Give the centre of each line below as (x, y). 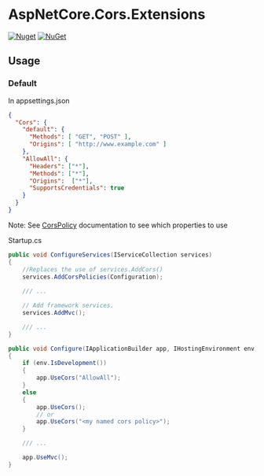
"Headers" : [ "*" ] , (59, 166)
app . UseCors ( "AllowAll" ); (79, 378)
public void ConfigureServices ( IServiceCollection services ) (110, 255)
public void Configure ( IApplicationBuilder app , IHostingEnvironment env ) (133, 349)
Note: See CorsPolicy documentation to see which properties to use (118, 225)
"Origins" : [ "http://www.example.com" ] (98, 144)
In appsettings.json (39, 101)
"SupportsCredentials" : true (77, 188)
